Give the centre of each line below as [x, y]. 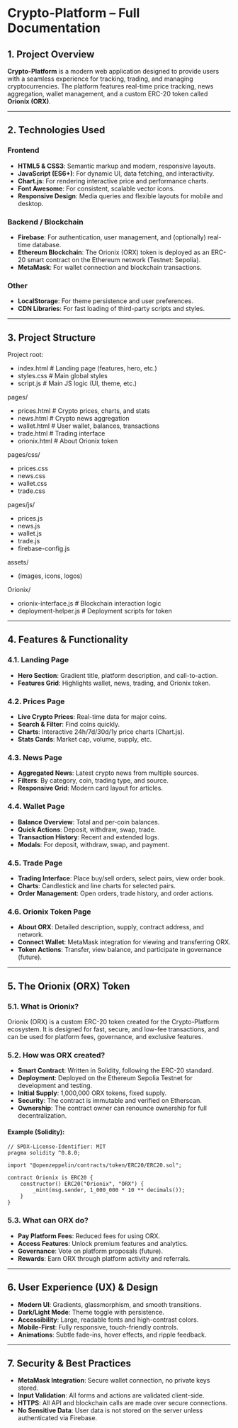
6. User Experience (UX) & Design [83, 1287]
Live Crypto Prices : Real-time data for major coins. [92, 717]
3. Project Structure [51, 338]
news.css [32, 476]
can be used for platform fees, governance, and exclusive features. [105, 1036]
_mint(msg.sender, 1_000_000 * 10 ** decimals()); [109, 1190]
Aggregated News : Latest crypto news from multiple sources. [108, 773]
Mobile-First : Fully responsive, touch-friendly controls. [98, 1327]
